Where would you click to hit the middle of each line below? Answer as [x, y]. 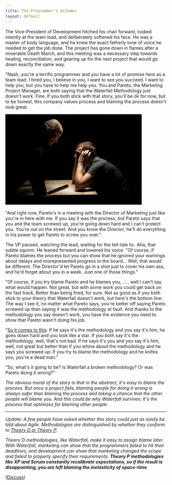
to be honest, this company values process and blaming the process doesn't [86, 101]
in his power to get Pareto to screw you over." [53, 235]
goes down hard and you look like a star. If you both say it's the [72, 335]
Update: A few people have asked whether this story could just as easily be [85, 419]
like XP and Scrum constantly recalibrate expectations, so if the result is [84, 461]
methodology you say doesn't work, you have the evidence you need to [81, 314]
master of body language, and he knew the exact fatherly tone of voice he [83, 42]
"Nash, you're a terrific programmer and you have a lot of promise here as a [85, 74]
